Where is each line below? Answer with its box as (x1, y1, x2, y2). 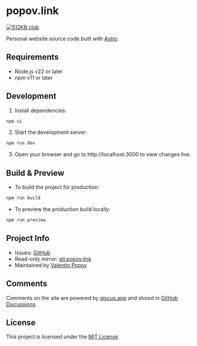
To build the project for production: (14, 184, 100, 191)
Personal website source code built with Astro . (6, 35, 119, 42)
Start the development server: (14, 128, 88, 136)
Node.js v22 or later (14, 68, 63, 75)
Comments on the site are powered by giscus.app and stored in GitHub (6, 294, 178, 301)
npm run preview (6, 217, 46, 223)
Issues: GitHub (14, 249, 51, 256)
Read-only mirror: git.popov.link (14, 255, 92, 262)
